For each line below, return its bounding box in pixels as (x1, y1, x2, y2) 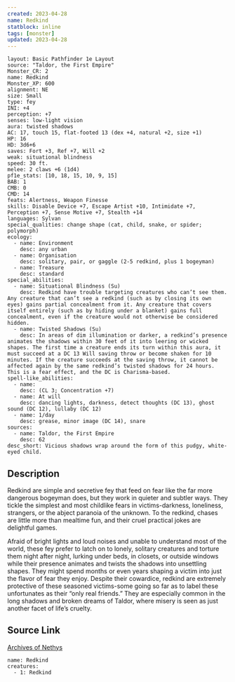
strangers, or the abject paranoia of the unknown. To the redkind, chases (7, 508, 219, 516)
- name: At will (13, 394, 61, 401)
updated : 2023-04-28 (7, 36, 68, 44)
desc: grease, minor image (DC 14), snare (20, 418, 146, 425)
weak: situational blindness (7, 154, 93, 161)
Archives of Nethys (7, 643, 63, 651)
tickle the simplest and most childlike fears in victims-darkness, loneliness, (7, 501, 223, 509)
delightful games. (7, 523, 58, 532)
